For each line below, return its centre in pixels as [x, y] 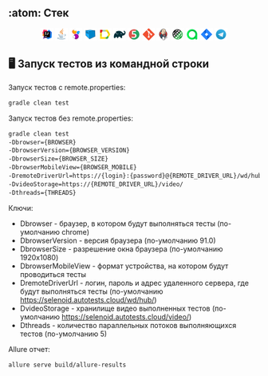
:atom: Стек [39, 13]
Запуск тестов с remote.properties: [67, 87]
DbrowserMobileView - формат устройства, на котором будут [124, 266]
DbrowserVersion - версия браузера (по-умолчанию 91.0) [118, 240]
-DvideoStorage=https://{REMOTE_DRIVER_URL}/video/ [96, 184]
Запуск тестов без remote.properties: [71, 118]
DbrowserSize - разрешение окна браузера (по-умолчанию [121, 249]
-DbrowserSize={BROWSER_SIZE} [59, 159]
